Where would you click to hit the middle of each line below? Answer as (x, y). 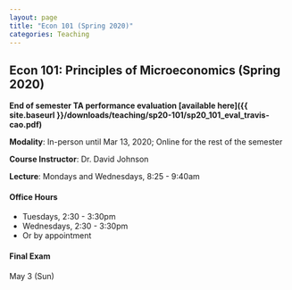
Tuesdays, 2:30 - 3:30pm (69, 217)
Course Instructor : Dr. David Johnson (79, 159)
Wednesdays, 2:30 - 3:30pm (75, 226)
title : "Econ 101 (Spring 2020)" (71, 26)
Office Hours (33, 196)
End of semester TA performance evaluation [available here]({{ (129, 106)
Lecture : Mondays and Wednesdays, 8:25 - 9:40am (105, 177)
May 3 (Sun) (32, 276)
